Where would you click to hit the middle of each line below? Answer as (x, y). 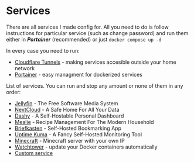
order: (13, 92)
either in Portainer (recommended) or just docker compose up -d (84, 39)
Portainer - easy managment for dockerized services (78, 74)
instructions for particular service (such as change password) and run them (97, 33)
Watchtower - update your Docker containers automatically (86, 147)
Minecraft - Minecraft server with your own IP (69, 140)
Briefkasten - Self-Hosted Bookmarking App (68, 128)
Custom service (34, 153)
